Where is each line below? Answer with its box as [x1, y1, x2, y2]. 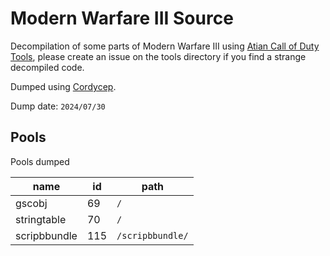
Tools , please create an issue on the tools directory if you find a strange [10, 50, 307, 62]
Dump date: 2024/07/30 [10, 100, 106, 112]
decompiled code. [10, 61, 85, 73]
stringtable [15, 212, 67, 226]
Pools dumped [10, 155, 70, 167]
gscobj [15, 196, 48, 210]
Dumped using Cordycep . [10, 80, 117, 92]
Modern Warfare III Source [10, 7, 234, 30]
